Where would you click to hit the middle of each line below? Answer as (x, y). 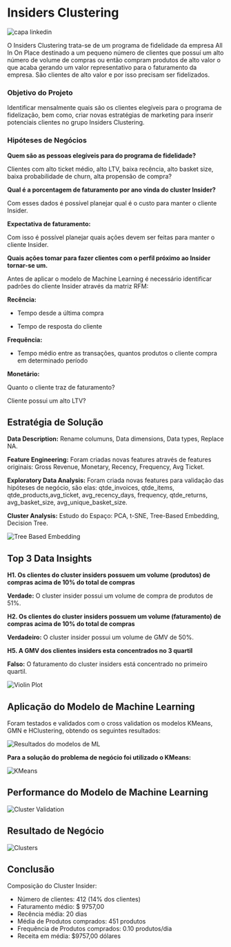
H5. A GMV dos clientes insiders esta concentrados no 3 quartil (100, 651)
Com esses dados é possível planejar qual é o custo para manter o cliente (112, 203)
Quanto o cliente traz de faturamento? (61, 387)
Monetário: (23, 374)
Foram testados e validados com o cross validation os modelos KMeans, (110, 723)
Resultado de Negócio (56, 831)
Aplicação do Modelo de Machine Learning (101, 707)
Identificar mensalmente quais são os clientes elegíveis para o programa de (114, 108)
